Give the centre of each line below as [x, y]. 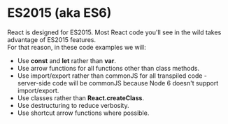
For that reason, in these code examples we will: [77, 47]
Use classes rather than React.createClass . [81, 98]
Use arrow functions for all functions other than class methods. [108, 68]
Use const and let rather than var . [67, 60]
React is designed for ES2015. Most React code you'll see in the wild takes [114, 32]
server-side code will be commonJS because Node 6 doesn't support [118, 83]
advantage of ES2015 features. [52, 39]
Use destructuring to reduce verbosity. [73, 105]
